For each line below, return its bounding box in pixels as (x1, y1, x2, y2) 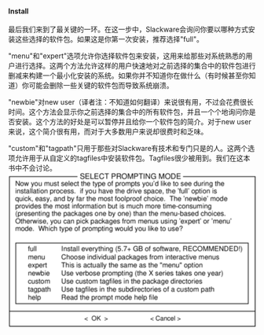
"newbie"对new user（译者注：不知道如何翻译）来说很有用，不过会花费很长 (8, 98, 254, 107)
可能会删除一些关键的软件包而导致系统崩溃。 (28, 81, 174, 90)
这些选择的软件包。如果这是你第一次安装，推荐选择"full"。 (14, 35, 204, 44)
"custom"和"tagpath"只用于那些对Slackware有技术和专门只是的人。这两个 (8, 144, 248, 153)
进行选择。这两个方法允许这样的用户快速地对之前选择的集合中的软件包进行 (14, 61, 256, 71)
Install (8, 6, 29, 16)
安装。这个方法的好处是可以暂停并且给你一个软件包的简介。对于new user (14, 117, 251, 127)
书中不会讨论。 (8, 164, 57, 173)
